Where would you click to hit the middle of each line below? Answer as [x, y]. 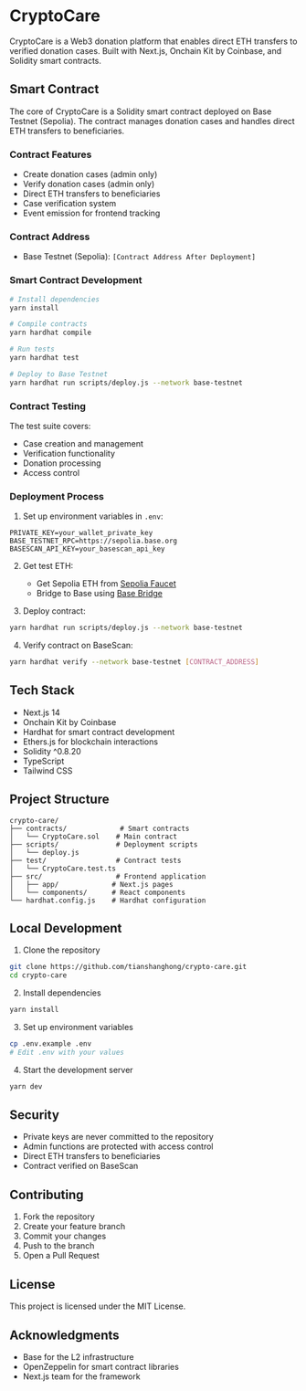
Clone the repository [61, 950]
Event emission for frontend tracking [91, 213]
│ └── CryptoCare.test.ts [63, 869]
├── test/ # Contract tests [95, 860]
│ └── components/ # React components [97, 892]
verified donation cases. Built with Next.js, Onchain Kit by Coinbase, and [146, 50]
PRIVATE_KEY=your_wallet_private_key [81, 533]
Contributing [47, 1194]
